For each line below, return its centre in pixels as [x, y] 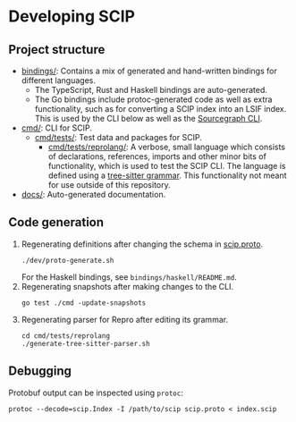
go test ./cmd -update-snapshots [84, 303]
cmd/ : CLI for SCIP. [57, 128]
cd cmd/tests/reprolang [66, 336]
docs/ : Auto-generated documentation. [93, 194]
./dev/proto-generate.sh [68, 260]
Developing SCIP [72, 17]
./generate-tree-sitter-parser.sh [85, 343]
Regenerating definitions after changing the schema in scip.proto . [142, 244]
